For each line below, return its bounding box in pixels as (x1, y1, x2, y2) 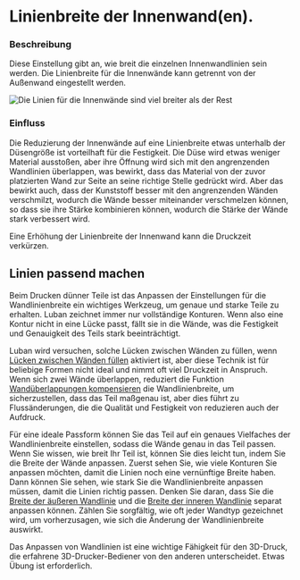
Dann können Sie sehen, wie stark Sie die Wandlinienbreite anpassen (9, 476, 263, 487)
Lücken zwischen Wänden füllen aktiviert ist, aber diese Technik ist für (9, 355, 270, 366)
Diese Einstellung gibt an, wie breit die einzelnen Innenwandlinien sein (9, 58, 268, 69)
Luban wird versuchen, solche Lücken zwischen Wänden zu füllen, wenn (9, 345, 278, 356)
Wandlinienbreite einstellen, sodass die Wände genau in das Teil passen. (9, 438, 277, 449)
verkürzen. (9, 240, 49, 251)
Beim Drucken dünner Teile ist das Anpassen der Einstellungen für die (9, 290, 266, 300)
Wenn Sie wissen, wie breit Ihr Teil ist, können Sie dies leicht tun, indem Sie (9, 448, 286, 458)
